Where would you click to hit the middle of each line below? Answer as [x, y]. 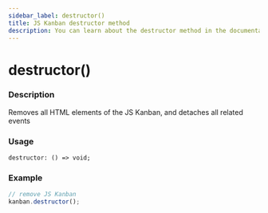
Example [26, 178]
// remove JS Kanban [43, 195]
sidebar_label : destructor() [57, 16]
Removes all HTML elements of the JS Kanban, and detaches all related [126, 112]
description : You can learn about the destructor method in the [117, 30]
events [19, 120]
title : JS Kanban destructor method [69, 23]
